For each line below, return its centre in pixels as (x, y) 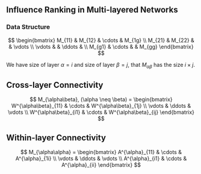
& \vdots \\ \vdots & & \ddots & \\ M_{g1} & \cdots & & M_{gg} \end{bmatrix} (101, 46)
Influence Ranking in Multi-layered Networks (92, 10)
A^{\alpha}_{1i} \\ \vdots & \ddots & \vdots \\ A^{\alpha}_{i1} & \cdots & (101, 158)
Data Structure (28, 27)
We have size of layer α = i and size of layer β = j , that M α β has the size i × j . (101, 65)
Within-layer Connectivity (56, 138)
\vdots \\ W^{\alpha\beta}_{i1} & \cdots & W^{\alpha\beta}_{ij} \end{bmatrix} (101, 112)
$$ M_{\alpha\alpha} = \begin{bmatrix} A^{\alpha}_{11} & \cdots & (101, 152)
